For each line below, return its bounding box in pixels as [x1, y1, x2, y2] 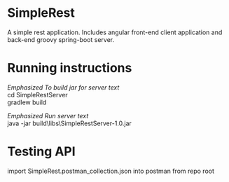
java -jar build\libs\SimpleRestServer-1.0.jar [7, 119, 132, 127]
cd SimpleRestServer [7, 90, 68, 99]
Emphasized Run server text [7, 111, 89, 120]
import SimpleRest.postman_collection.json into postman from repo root [7, 167, 215, 175]
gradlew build [7, 98, 47, 106]
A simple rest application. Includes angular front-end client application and [7, 28, 223, 36]
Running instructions [7, 60, 132, 76]
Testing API [7, 143, 76, 160]
